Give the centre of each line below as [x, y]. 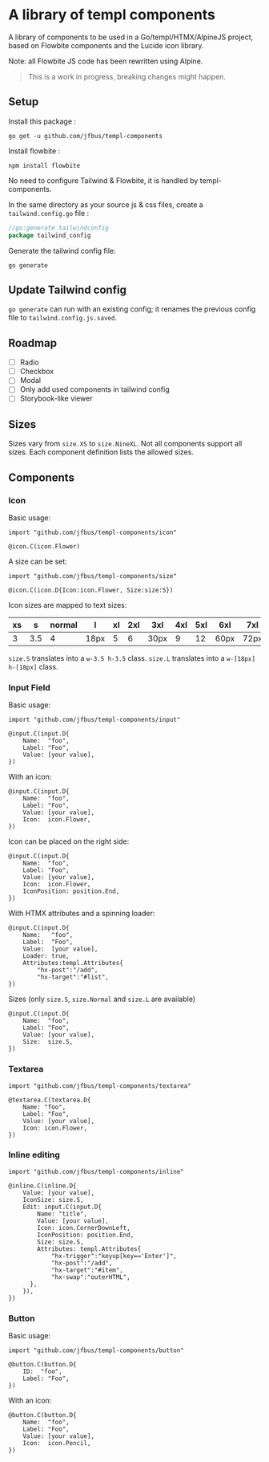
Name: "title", [62, 1214]
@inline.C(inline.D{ [43, 1186]
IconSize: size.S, [53, 1199]
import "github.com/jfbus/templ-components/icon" [93, 532]
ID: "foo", [42, 1372]
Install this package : [42, 121]
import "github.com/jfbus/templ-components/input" [94, 720]
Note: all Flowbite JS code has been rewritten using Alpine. [106, 61]
